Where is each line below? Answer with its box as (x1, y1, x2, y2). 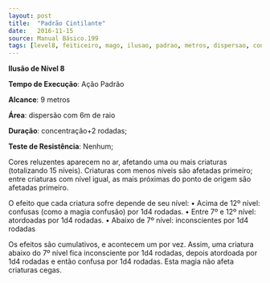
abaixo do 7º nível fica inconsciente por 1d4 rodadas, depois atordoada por (8, 248, 258, 258)
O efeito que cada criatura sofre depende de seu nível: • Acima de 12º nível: (8, 199, 260, 208)
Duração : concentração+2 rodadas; (8, 126, 127, 136)
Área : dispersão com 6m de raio (8, 110, 116, 121)
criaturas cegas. (8, 265, 63, 275)
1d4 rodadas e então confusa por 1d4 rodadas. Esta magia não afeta (8, 256, 235, 266)
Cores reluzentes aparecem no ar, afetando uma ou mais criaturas (8, 158, 227, 167)
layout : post (8, 11, 52, 20)
